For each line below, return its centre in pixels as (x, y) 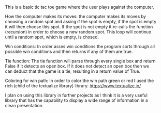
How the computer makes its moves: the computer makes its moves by (75, 16)
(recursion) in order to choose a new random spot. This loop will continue (78, 32)
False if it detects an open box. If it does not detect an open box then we (77, 66)
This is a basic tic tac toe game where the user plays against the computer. (80, 7)
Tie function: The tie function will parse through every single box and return (80, 61)
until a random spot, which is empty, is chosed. (52, 37)
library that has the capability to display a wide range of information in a (77, 100)
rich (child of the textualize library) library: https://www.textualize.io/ (73, 86)
